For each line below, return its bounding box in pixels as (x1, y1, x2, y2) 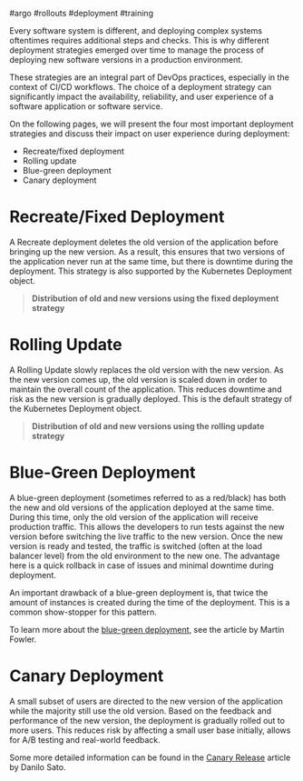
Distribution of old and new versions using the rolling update (31, 420, 265, 431)
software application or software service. (9, 101, 163, 112)
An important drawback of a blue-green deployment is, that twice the (9, 586, 269, 598)
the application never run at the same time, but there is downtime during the (9, 255, 294, 266)
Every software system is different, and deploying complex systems (9, 25, 263, 35)
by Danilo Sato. (9, 761, 66, 772)
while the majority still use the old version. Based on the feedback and (9, 705, 272, 716)
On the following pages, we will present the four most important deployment (9, 118, 294, 129)
